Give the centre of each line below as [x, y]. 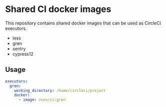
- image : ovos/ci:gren [42, 100]
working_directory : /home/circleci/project [60, 90]
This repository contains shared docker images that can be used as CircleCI [83, 23]
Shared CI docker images [58, 9]
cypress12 [23, 54]
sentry [19, 48]
